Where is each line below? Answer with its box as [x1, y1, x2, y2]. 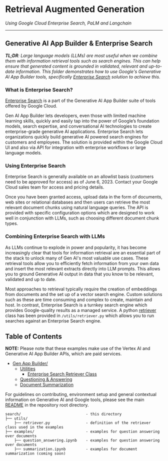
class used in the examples [5, 425, 64, 430]
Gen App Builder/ [12, 360, 48, 366]
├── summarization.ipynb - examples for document [14, 446, 137, 452]
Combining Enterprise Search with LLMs [5, 233, 105, 240]
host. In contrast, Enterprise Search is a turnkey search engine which [5, 301, 147, 308]
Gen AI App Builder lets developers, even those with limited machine [5, 112, 146, 118]
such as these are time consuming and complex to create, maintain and [5, 296, 152, 302]
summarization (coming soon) [5, 451, 66, 456]
